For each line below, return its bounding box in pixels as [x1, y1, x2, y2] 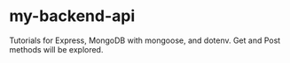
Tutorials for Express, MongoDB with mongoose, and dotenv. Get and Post [9, 35, 281, 45]
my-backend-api [9, 6, 136, 26]
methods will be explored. [9, 44, 104, 54]
